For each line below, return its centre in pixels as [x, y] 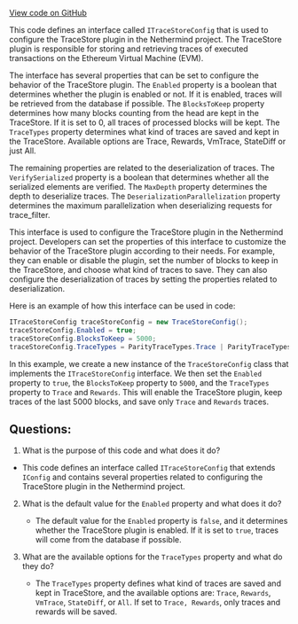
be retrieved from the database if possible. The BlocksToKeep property [137, 104]
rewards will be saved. [76, 612]
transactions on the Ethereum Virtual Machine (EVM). [106, 58]
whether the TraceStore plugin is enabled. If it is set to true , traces [157, 530]
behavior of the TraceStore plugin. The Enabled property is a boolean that [143, 85]
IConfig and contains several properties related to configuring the [142, 477]
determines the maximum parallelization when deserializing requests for [141, 206]
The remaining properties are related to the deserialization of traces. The [142, 168]
